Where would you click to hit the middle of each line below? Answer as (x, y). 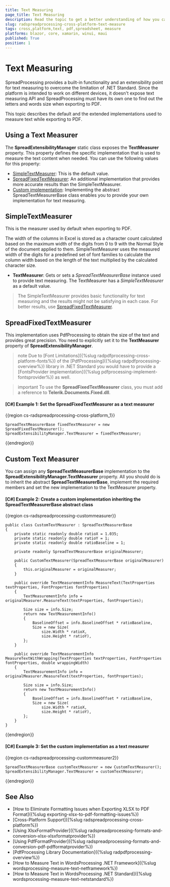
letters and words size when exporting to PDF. (53, 104)
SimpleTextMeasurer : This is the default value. (61, 173)
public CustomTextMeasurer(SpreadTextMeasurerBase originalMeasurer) (89, 561)
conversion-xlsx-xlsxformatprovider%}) (54, 836)
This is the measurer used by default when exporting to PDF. (69, 229)
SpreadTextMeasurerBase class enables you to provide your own (80, 195)
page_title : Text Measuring (35, 15)
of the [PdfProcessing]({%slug (89, 361)
